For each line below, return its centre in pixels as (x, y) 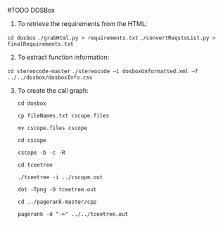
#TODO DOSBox (31, 10)
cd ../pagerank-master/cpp (57, 202)
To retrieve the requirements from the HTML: (82, 24)
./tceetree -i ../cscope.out (60, 177)
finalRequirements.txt (40, 44)
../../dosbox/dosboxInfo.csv (50, 77)
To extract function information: (63, 57)
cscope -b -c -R (41, 153)
